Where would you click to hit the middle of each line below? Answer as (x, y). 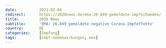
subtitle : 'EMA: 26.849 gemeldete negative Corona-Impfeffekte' (80, 24)
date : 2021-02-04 (34, 10)
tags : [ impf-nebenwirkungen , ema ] (52, 38)
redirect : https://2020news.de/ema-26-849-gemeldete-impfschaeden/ (83, 14)
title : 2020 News (32, 19)
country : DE (24, 28)
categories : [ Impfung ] (32, 33)
